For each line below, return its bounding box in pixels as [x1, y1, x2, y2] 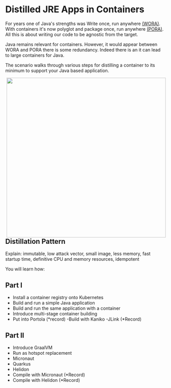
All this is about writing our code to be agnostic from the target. [5, 31, 138, 37]
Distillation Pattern [5, 237, 66, 246]
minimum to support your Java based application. [5, 67, 109, 74]
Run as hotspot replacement [12, 350, 72, 356]
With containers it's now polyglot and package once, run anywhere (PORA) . [5, 26, 164, 32]
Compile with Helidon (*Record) [12, 377, 80, 383]
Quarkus [12, 360, 31, 367]
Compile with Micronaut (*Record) [12, 372, 85, 378]
